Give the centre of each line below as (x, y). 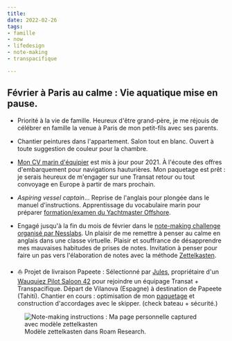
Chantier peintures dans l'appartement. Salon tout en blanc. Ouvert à (116, 141)
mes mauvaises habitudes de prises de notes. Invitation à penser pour (117, 247)
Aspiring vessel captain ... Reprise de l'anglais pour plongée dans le (113, 198)
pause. (23, 104)
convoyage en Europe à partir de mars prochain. (86, 184)
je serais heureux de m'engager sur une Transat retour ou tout (106, 177)
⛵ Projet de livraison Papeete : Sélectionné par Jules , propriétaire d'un (118, 272)
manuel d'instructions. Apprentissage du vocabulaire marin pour (109, 204)
